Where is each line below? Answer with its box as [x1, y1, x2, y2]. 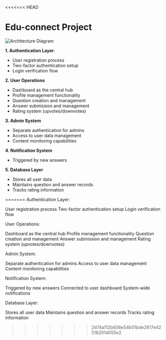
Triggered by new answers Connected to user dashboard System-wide [5, 285, 150, 291]
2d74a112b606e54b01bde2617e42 [91, 324, 162, 330]
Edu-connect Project [5, 22, 92, 33]
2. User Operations [5, 77, 45, 83]
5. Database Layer [5, 166, 44, 173]
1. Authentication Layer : [5, 47, 55, 54]
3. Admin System [5, 118, 41, 124]
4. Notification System [5, 147, 53, 153]
